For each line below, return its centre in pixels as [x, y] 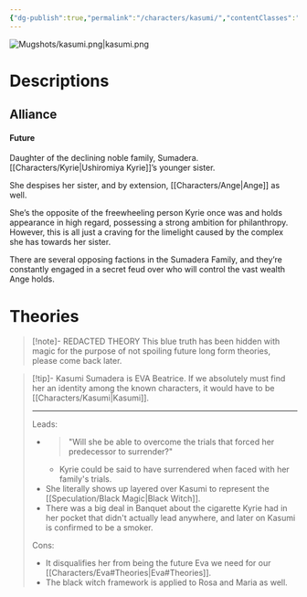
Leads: [44, 424]
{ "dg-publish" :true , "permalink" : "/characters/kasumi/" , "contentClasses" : [153, 18]
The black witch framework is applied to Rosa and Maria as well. [166, 582]
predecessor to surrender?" [121, 452]
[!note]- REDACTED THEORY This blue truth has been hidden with [156, 341]
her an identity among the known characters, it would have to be [153, 389]
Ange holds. [32, 279]
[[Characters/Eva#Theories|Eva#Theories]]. [128, 573]
